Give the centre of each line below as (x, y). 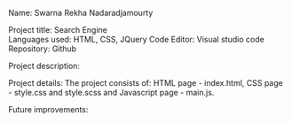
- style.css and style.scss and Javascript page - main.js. (111, 92)
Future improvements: (48, 109)
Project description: (44, 66)
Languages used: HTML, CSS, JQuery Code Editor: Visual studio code (137, 39)
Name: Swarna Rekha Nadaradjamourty (81, 13)
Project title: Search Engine (58, 30)
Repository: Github (43, 49)
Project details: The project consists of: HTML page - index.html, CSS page (146, 83)
